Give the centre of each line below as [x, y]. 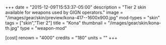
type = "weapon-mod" [43, 28]
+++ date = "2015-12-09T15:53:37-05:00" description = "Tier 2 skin [76, 7]
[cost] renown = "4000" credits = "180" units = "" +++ [61, 38]
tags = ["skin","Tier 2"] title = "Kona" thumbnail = [56, 23]
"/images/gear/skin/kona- [135, 23]
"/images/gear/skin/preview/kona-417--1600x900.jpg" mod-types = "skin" [82, 18]
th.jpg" [12, 28]
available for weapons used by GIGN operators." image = [64, 12]
